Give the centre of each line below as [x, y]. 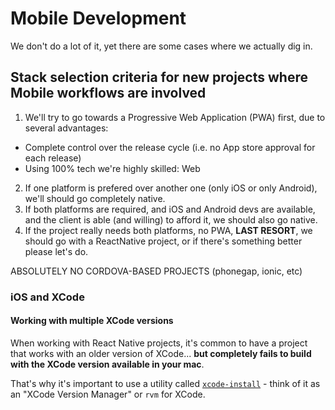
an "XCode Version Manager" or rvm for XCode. [108, 394]
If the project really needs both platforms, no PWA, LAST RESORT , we [168, 230]
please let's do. [56, 251]
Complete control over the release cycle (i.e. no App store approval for [170, 147]
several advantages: [66, 128]
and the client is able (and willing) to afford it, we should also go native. [171, 219]
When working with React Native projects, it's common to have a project [159, 343]
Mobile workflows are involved [108, 93]
